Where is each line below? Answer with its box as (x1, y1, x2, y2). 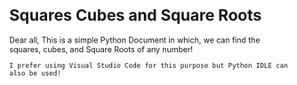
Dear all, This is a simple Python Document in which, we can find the (9, 35, 261, 45)
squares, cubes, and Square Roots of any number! (9, 43, 193, 54)
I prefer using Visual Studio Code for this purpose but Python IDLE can (9, 61, 289, 70)
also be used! (9, 68, 62, 78)
